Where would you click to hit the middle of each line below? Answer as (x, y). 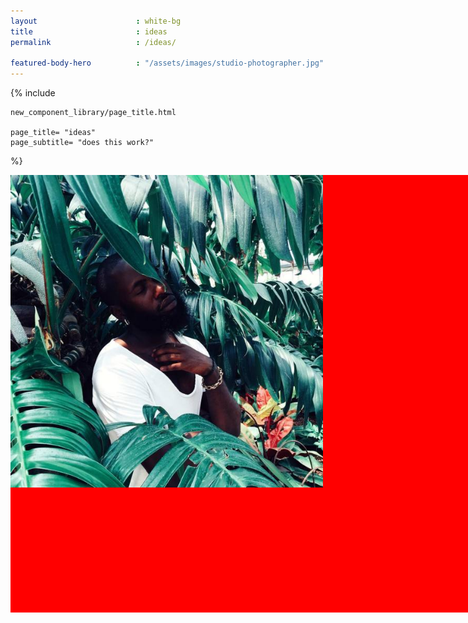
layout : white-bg (96, 21)
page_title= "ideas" (53, 133)
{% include (33, 93)
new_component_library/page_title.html (93, 113)
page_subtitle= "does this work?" (82, 143)
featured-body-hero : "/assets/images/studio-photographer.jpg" (167, 63)
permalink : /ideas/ (93, 42)
